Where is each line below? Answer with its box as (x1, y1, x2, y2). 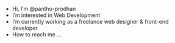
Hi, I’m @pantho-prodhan (12, 5, 76, 12)
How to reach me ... (12, 31, 62, 38)
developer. (12, 24, 39, 31)
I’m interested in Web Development (12, 12, 101, 19)
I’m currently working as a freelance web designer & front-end (12, 18, 169, 25)
